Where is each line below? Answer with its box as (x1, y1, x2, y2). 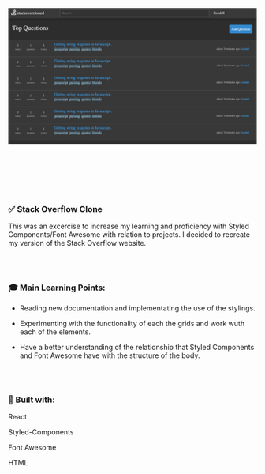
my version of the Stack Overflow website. (8, 239, 147, 248)
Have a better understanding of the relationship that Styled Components (19, 342, 255, 352)
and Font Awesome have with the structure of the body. (19, 351, 200, 360)
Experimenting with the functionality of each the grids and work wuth (19, 318, 245, 328)
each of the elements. (19, 327, 91, 337)
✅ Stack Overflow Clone (8, 204, 103, 215)
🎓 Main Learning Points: (8, 282, 106, 293)
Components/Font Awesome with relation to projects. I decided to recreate (8, 230, 251, 239)
